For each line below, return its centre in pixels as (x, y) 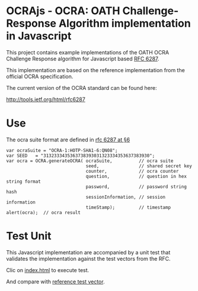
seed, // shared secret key (139, 166)
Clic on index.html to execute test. (48, 270)
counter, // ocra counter (132, 171)
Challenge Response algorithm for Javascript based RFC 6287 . (83, 59)
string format (24, 182)
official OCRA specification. (40, 76)
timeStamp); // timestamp (128, 207)
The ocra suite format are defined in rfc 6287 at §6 (68, 140)
